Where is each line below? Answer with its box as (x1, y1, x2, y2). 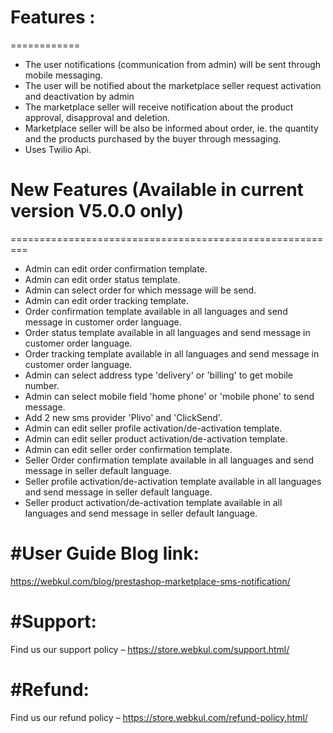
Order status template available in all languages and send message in (24, 326, 311, 338)
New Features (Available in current (10, 179, 304, 201)
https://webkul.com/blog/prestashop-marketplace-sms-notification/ (10, 575, 291, 587)
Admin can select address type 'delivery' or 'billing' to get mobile (24, 369, 293, 381)
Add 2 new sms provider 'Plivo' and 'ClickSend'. (24, 411, 223, 423)
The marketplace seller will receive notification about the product (24, 101, 294, 113)
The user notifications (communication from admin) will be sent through (24, 58, 322, 70)
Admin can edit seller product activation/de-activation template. (24, 432, 288, 445)
